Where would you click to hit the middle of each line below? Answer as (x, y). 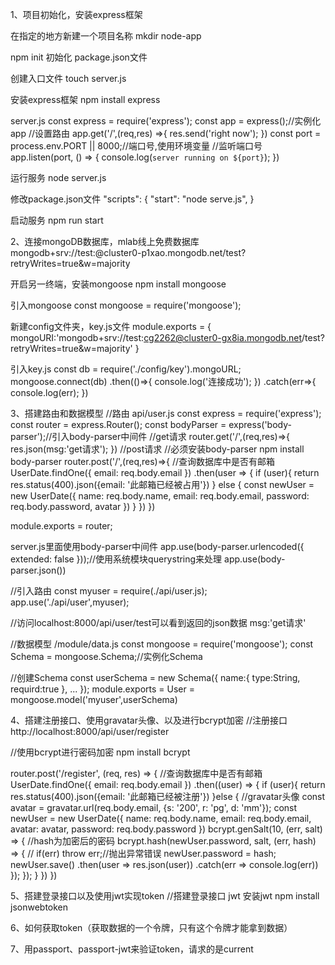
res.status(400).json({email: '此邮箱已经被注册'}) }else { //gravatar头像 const (168, 796)
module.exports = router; (61, 526)
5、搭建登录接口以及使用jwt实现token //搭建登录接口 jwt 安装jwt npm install (165, 896)
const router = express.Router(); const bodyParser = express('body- (151, 424)
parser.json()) (38, 570)
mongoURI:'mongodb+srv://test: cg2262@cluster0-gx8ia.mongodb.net (156, 337)
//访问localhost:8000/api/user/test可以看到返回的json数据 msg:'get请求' (158, 622)
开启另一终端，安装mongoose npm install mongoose (118, 284)
